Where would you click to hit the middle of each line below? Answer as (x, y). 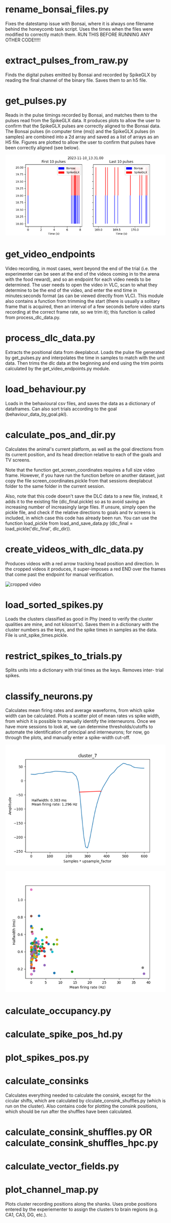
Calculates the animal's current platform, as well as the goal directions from (84, 449)
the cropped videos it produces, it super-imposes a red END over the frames (85, 569)
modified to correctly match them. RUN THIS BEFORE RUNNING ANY (78, 34)
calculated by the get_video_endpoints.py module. (58, 368)
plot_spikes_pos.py (47, 1058)
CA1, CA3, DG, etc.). (26, 1215)
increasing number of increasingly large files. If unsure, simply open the (81, 507)
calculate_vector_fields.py (62, 1166)
